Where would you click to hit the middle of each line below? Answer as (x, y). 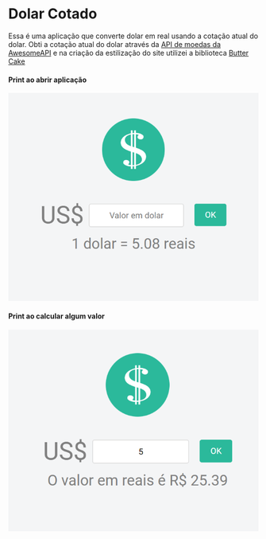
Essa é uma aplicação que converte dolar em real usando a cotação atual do (133, 36)
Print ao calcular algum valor (57, 316)
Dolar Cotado (53, 14)
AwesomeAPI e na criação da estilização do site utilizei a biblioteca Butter (129, 53)
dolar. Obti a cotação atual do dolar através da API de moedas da (114, 44)
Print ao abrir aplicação (48, 80)
